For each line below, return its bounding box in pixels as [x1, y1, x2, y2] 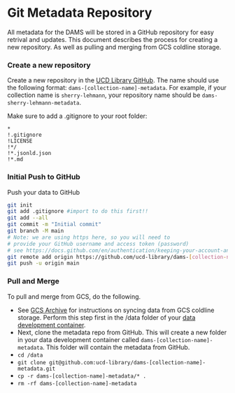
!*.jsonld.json [7, 150, 52, 157]
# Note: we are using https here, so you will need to [7, 234, 171, 241]
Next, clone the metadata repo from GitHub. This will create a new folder [17, 328, 227, 336]
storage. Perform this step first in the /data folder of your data [17, 313, 196, 322]
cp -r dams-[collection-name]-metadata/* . [17, 372, 147, 380]
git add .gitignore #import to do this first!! [7, 208, 149, 215]
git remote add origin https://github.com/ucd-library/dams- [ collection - [7, 253, 227, 260]
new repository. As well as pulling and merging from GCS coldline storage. [7, 43, 222, 51]
